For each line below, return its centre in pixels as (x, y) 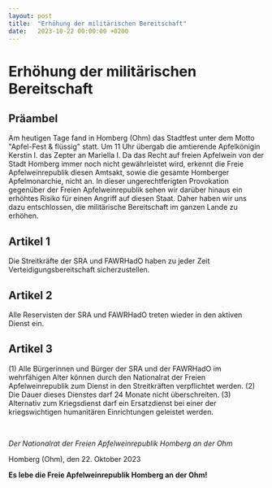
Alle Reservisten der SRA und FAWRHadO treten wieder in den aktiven (125, 315)
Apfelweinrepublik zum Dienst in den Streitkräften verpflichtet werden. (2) (132, 386)
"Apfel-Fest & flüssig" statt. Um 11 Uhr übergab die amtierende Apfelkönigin (134, 146)
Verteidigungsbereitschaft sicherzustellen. (79, 270)
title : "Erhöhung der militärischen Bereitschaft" (97, 24)
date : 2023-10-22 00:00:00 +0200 (69, 31)
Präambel (33, 118)
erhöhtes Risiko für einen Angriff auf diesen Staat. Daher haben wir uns (128, 198)
